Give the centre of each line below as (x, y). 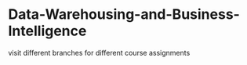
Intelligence (47, 31)
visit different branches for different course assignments (99, 52)
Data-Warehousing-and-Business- (124, 14)
